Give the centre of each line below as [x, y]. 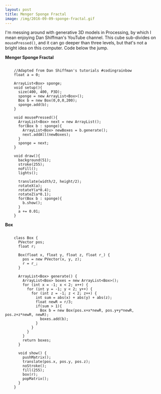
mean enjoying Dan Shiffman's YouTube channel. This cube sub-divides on [80, 38]
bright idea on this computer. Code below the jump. [57, 48]
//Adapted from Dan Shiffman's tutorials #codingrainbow [73, 71]
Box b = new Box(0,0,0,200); [48, 100]
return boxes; [37, 340]
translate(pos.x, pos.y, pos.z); [57, 362]
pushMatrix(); [37, 357]
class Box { [26, 238]
